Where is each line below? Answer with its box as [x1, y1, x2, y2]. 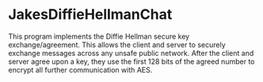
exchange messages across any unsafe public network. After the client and [8, 48, 254, 58]
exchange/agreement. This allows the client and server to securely [8, 39, 226, 49]
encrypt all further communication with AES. [8, 65, 153, 74]
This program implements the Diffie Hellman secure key [8, 32, 190, 41]
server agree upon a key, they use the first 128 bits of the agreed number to [8, 57, 255, 66]
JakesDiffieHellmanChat [8, 6, 173, 24]
